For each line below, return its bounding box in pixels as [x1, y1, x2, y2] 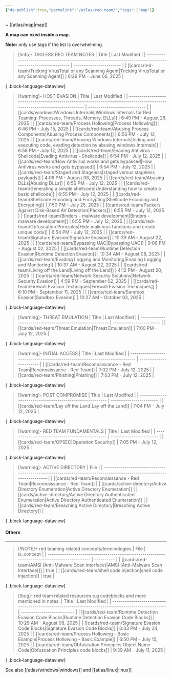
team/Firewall [17, 283, 47, 289]
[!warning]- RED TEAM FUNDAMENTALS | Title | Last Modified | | [17, 428, 156, 434]
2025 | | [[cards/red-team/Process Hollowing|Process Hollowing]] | [17, 120, 160, 126]
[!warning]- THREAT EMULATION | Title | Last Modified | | [17, 314, 140, 320]
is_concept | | [17, 551, 47, 557]
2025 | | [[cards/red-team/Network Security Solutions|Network [17, 272, 151, 279]
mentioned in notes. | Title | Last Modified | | [17, 598, 112, 604]
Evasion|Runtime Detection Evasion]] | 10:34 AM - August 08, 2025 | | [17, 250, 165, 257]
